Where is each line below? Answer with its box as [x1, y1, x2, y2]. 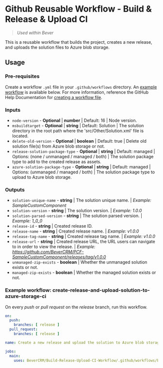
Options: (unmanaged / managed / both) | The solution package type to [12, 169, 155, 175]
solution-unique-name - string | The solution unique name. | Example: [12, 198, 152, 203]
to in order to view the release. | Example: [12, 244, 96, 250]
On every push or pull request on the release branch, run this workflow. [5, 304, 148, 310]
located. [12, 133, 29, 139]
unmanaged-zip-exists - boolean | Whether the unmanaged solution [12, 259, 147, 265]
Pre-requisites [5, 73, 40, 80]
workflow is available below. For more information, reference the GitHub [5, 89, 149, 95]
